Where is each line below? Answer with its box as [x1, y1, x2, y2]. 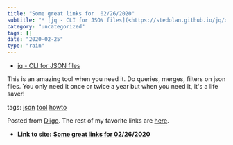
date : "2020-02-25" [7, 36, 64, 43]
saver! [7, 89, 26, 98]
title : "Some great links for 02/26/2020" [7, 10, 135, 17]
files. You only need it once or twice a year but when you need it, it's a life [7, 83, 218, 90]
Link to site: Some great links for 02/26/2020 [17, 130, 150, 138]
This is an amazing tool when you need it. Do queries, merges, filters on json [7, 75, 226, 83]
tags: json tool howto [7, 103, 67, 111]
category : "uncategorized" [7, 23, 85, 30]
